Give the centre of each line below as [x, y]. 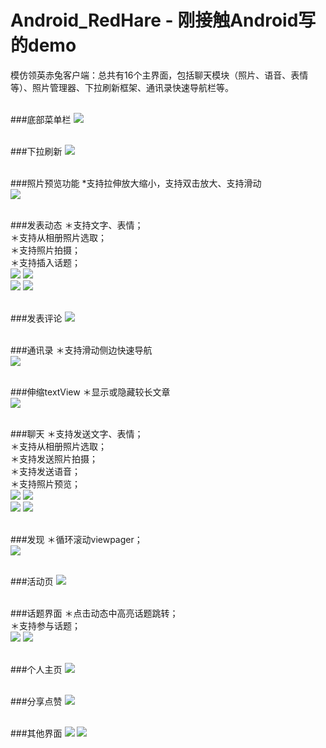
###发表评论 [36, 318]
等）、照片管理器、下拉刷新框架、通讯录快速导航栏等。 [122, 87]
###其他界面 [36, 733]
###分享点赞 [36, 701]
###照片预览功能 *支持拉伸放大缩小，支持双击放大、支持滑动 [136, 183]
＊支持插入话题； [45, 262]
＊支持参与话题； [45, 625]
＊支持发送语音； [45, 471]
